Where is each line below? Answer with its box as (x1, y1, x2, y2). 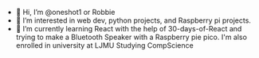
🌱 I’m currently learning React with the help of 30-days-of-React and (15, 24, 242, 33)
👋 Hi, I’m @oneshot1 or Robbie (15, 8, 116, 16)
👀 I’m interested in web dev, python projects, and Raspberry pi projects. (15, 16, 251, 25)
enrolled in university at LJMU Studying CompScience (15, 41, 194, 50)
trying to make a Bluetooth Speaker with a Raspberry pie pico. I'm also (15, 32, 247, 42)
